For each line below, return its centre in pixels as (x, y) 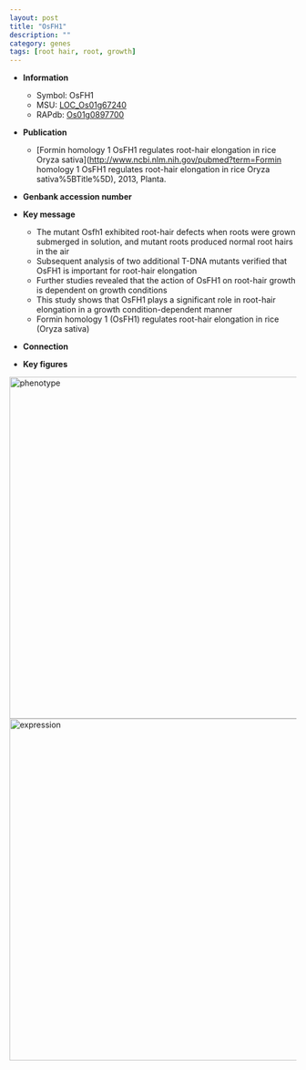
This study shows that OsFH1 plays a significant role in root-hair (156, 300)
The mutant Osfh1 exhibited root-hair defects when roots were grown (166, 232)
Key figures (45, 365)
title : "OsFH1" (38, 26)
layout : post (34, 18)
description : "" (40, 35)
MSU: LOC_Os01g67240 (82, 105)
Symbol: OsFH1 (65, 96)
